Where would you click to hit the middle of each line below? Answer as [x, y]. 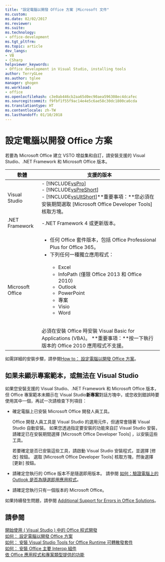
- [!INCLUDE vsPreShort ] [70, 189]
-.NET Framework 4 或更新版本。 [80, 223]
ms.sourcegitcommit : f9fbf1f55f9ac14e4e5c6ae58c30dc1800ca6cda [71, 101]
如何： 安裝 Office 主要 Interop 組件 [41, 549]
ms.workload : [18, 87]
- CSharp [14, 60]
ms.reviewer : [18, 23]
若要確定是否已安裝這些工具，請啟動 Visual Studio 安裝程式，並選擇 [80, 450]
